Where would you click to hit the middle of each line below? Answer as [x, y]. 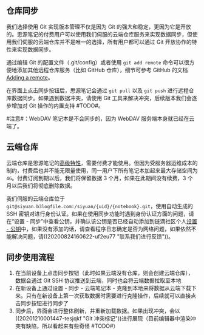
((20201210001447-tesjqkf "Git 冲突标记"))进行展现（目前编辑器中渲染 [103, 319]
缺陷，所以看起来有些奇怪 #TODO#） [72, 326]
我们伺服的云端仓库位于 [36, 198]
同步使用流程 [30, 258]
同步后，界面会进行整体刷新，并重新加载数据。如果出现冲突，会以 [97, 311]
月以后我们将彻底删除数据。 [41, 185]
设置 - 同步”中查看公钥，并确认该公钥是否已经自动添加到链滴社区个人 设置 [106, 221]
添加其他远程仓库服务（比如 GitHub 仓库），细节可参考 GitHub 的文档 [102, 70]
